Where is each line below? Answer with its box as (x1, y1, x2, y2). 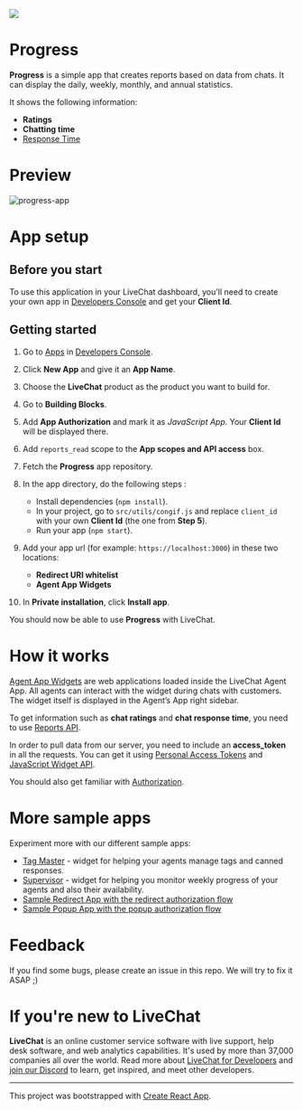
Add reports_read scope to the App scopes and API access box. (22, 443, 264, 454)
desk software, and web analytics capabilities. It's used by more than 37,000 (9, 1045, 294, 1057)
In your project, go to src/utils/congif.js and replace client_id (35, 505, 278, 516)
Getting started (9, 322, 97, 338)
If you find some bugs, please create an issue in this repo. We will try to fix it (9, 964, 293, 975)
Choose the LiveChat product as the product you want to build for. (22, 381, 271, 392)
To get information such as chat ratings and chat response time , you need (9, 712, 289, 723)
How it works (9, 645, 110, 666)
